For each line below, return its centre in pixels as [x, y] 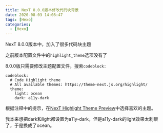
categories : [18, 24]
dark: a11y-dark [32, 98]
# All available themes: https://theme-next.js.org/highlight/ [79, 85]
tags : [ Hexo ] [19, 19]
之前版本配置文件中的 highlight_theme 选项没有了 [56, 55]
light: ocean [28, 94]
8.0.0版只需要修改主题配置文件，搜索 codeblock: [56, 66]
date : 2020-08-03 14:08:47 [34, 15]
